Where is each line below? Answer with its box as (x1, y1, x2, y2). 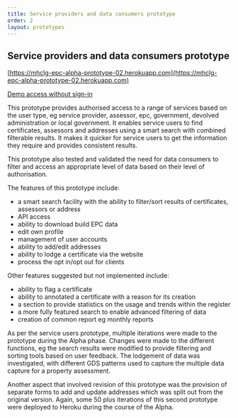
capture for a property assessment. (7, 366, 111, 375)
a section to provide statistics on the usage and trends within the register (17, 300, 231, 309)
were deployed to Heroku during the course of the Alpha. (7, 403, 174, 412)
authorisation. (7, 170, 48, 179)
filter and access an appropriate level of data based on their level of (7, 162, 205, 171)
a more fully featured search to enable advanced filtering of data (17, 307, 207, 316)
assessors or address (17, 205, 81, 213)
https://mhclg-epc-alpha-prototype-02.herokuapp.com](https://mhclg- (9, 69, 217, 77)
